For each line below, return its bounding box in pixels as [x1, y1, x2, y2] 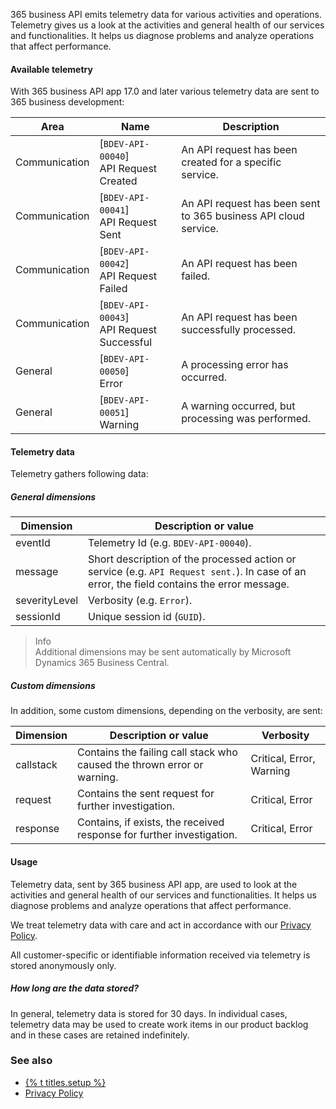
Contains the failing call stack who [77, 745, 238, 759]
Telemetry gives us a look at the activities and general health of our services [10, 19, 325, 31]
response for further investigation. [77, 828, 238, 842]
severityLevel [15, 594, 79, 608]
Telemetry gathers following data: [10, 468, 149, 480]
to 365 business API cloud [181, 209, 305, 223]
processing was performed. [181, 412, 312, 426]
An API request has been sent [181, 197, 321, 211]
